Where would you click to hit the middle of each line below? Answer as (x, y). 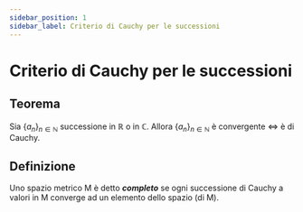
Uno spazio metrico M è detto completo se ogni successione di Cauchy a (147, 188)
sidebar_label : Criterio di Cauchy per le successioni (115, 26)
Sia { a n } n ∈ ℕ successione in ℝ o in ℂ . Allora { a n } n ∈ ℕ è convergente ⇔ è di (152, 127)
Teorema (35, 104)
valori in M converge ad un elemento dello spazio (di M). (114, 198)
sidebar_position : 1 (48, 18)
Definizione (43, 166)
